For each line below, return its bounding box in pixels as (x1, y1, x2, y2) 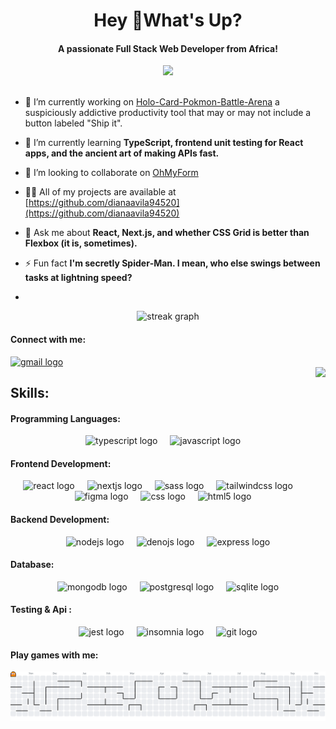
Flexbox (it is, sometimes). (24, 237, 138, 249)
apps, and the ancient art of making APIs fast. (24, 147, 220, 159)
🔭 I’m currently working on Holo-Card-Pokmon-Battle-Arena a (24, 96, 280, 108)
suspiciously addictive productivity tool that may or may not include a (24, 107, 312, 119)
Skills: (10, 384, 50, 401)
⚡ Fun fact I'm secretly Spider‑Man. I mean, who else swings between (24, 257, 321, 269)
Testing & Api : (10, 604, 73, 616)
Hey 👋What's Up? (93, 9, 243, 32)
